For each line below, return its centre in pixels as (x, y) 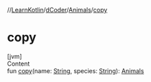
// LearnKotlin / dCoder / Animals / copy (57, 10)
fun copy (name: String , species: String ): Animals (75, 70)
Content (19, 64)
